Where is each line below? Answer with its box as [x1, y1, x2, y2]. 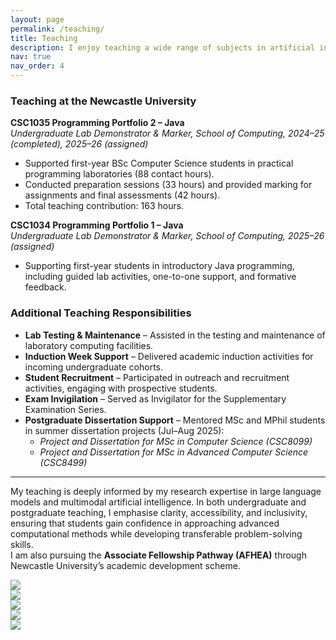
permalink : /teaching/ [10, 24, 105, 34]
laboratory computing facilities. [24, 339, 154, 351]
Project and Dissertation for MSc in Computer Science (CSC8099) [39, 435, 313, 447]
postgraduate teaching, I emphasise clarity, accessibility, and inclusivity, [10, 506, 308, 518]
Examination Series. [24, 403, 107, 415]
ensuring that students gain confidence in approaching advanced [10, 517, 280, 529]
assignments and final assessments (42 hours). [24, 189, 221, 201]
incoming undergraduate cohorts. [24, 361, 164, 373]
